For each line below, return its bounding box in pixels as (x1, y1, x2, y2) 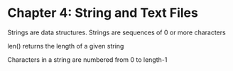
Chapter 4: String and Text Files (7, 5, 199, 21)
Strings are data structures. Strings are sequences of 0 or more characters (7, 28, 226, 37)
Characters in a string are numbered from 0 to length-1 (7, 55, 168, 64)
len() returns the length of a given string (7, 41, 124, 50)
